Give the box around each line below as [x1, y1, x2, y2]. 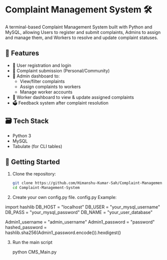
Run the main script [12, 239, 53, 245]
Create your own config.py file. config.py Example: [12, 194, 117, 200]
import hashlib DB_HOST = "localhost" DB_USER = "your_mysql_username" [5, 204, 161, 210]
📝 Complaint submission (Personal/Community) [12, 67, 110, 73]
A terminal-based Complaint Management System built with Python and [5, 23, 153, 30]
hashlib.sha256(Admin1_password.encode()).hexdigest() [5, 229, 121, 235]
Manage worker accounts [19, 88, 73, 95]
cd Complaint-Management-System [12, 185, 80, 190]
